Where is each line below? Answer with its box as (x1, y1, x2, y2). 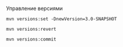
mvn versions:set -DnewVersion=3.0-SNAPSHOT (6, 16, 117, 22)
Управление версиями (6, 5, 63, 12)
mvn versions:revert (6, 26, 57, 32)
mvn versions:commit (6, 37, 57, 42)
